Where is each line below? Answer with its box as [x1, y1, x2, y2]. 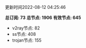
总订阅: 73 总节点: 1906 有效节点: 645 [5, 15, 81, 21]
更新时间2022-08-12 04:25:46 [5, 4, 66, 10]
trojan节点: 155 [12, 37, 42, 43]
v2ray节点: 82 [12, 25, 40, 31]
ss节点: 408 [12, 31, 36, 37]
